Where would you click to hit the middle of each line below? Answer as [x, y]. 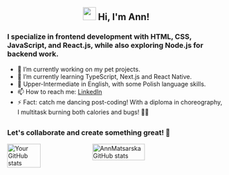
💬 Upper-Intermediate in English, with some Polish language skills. [111, 84]
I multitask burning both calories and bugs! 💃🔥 [83, 112]
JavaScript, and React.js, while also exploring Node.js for [106, 46]
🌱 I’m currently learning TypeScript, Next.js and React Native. [104, 76]
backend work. [33, 54]
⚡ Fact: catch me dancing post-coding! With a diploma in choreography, [120, 102]
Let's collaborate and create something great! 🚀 [89, 133]
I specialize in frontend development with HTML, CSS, [100, 37]
